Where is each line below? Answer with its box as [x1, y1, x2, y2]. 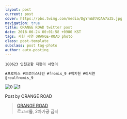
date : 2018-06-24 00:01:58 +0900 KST [5, 30, 81, 34]
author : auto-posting [5, 47, 49, 52]
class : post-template [5, 39, 49, 44]
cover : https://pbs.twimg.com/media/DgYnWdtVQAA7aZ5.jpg [5, 16, 123, 21]
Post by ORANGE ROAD [5, 93, 52, 99]
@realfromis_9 [5, 75, 34, 80]
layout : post [5, 7, 32, 12]
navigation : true [5, 20, 40, 26]
